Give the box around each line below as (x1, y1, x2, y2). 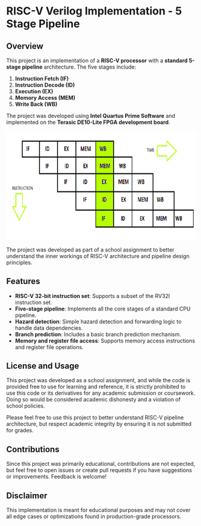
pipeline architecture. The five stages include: (22, 63, 137, 70)
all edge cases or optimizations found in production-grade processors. (6, 513, 182, 520)
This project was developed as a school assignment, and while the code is (6, 377, 191, 384)
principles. (6, 259, 32, 266)
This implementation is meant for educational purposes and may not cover (6, 506, 191, 513)
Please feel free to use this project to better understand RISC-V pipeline (6, 414, 184, 421)
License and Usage (6, 360, 79, 371)
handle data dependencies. (14, 324, 83, 332)
